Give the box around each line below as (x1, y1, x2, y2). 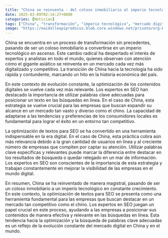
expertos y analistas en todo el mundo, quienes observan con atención (5, 55, 151, 61)
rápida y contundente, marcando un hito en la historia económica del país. (5, 71, 158, 77)
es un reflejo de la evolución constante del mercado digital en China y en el (5, 223, 160, 229)
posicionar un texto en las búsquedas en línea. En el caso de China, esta (5, 97, 154, 103)
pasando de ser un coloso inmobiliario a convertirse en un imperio (5, 45, 141, 51)
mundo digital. (5, 170, 35, 176)
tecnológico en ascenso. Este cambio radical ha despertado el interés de (5, 50, 155, 56)
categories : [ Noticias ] (5, 16, 55, 21)
